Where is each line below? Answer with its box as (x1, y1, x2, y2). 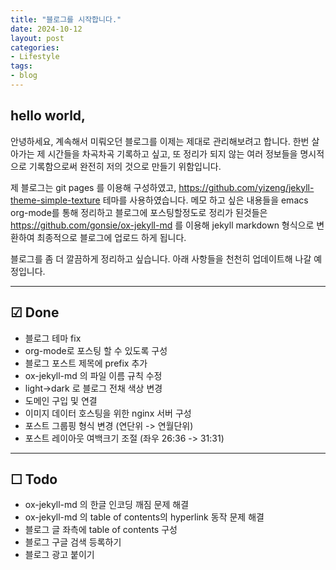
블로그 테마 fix (24, 332, 82, 344)
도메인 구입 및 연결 (24, 394, 98, 406)
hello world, (10, 107, 87, 125)
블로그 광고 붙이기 (24, 549, 95, 561)
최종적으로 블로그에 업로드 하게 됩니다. (36, 231, 187, 243)
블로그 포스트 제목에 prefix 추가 (24, 357, 148, 369)
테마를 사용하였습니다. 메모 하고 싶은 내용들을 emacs (102, 194, 309, 206)
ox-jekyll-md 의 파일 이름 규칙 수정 (24, 369, 163, 381)
